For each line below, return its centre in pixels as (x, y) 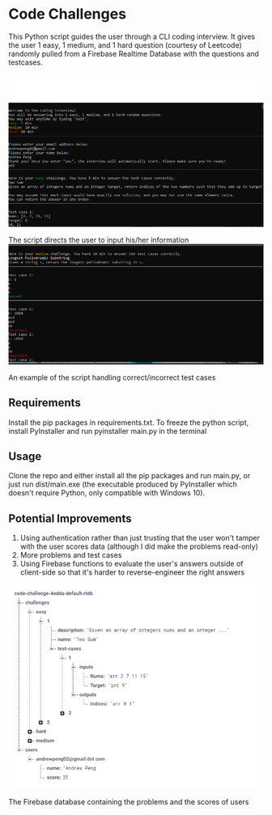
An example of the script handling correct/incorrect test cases (112, 377)
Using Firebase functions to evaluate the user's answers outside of (132, 564)
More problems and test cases (71, 555)
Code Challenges (68, 14)
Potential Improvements (70, 518)
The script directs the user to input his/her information (99, 240)
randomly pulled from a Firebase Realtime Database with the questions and (134, 53)
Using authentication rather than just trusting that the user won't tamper (140, 538)
